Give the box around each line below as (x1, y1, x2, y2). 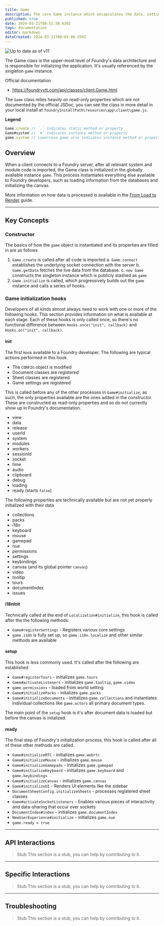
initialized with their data (5, 502, 55, 508)
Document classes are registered (12, 369, 79, 375)
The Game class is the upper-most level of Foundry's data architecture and (5, 57, 156, 63)
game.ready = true (12, 820, 50, 825)
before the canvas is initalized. (5, 715, 67, 721)
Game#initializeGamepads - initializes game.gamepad (12, 762, 113, 768)
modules (12, 440, 30, 446)
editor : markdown (5, 30, 41, 35)
